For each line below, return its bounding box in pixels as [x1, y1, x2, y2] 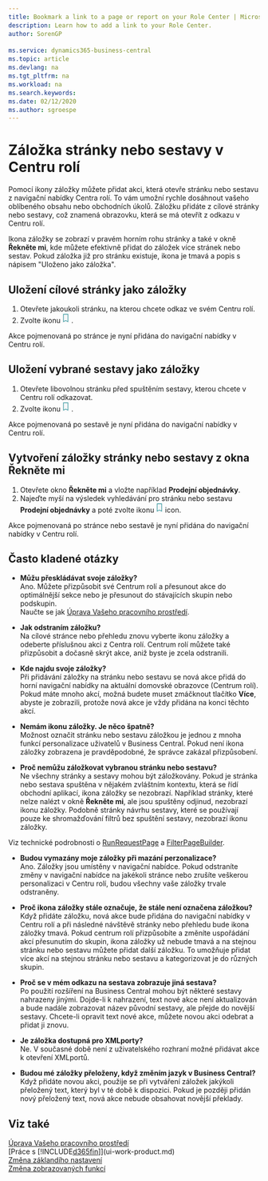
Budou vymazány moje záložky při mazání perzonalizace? [19, 853, 217, 863]
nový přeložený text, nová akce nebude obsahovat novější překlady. [19, 1094, 243, 1103]
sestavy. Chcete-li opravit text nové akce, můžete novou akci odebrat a [19, 1012, 254, 1022]
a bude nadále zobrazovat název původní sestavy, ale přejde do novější [19, 1003, 255, 1013]
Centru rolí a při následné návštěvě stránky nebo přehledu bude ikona [19, 920, 250, 930]
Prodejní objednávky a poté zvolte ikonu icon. [19, 505, 182, 514]
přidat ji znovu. [19, 1020, 69, 1030]
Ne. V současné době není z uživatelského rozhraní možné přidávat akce [19, 1044, 260, 1054]
